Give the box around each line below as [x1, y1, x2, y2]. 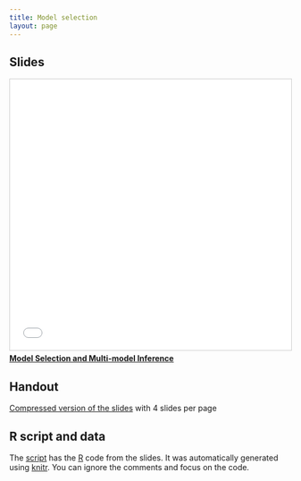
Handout [9, 379, 59, 394]
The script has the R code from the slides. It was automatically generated [9, 452, 279, 463]
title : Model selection [9, 13, 98, 22]
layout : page [9, 21, 58, 30]
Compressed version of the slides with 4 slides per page [9, 403, 217, 414]
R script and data [9, 428, 106, 443]
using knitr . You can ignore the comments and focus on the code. [9, 461, 250, 472]
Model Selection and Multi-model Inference [9, 353, 174, 364]
